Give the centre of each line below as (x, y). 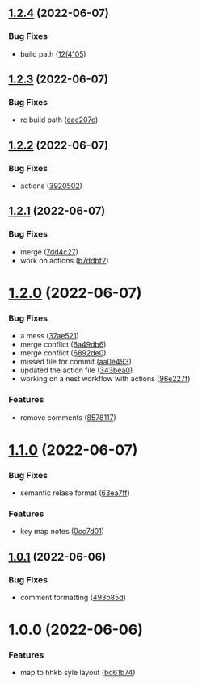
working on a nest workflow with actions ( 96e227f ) (105, 379)
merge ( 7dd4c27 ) (49, 252)
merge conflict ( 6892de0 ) (63, 353)
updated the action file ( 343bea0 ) (76, 370)
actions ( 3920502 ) (51, 186)
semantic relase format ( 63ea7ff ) (75, 493)
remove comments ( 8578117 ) (68, 417)
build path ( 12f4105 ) (53, 54)
